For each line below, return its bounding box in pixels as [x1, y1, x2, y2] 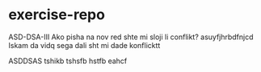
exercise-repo [8, 6, 105, 24]
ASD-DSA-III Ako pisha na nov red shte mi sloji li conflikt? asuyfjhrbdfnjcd [8, 32, 254, 42]
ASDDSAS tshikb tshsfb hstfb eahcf [8, 56, 128, 66]
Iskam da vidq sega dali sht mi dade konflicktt [8, 40, 161, 50]
